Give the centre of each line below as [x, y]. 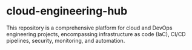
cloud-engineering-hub [67, 11]
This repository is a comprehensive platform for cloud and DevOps [89, 28]
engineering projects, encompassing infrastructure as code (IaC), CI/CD [96, 34]
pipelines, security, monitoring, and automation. [66, 40]
